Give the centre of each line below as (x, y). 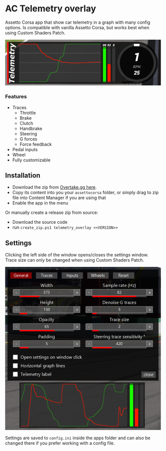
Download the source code (40, 222)
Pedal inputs (25, 149)
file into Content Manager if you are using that (59, 198)
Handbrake (31, 128)
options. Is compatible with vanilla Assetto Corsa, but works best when (77, 27)
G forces (28, 139)
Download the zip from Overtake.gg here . (55, 187)
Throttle (28, 113)
